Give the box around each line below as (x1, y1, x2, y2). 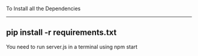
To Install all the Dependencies (6, 5, 81, 12)
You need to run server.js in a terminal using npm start (6, 43, 138, 50)
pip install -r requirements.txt (6, 28, 117, 38)
